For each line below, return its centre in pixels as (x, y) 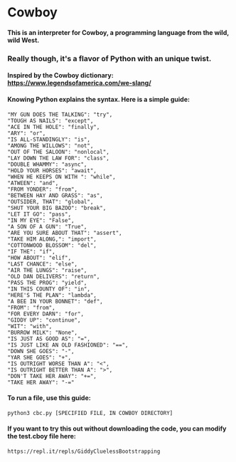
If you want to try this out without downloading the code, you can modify (117, 429)
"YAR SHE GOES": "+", (39, 357)
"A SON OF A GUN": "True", (47, 226)
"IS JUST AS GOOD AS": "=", (49, 339)
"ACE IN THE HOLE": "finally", (54, 127)
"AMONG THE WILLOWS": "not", (50, 146)
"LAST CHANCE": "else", (43, 264)
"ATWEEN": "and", (33, 183)
